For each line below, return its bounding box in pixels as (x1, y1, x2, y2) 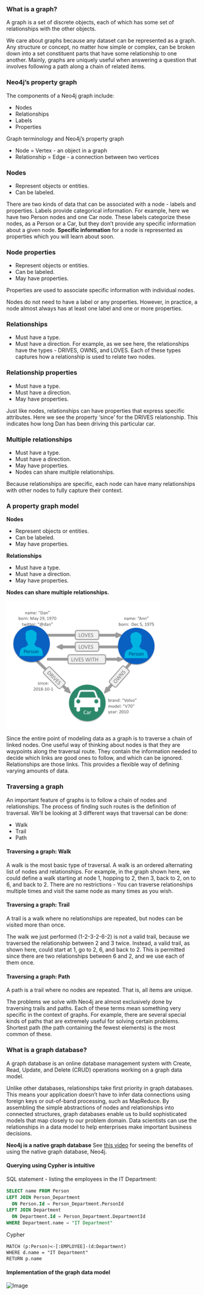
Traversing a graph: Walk (6, 848, 71, 855)
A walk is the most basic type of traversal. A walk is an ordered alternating (6, 861, 193, 869)
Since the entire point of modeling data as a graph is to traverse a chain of (6, 735, 192, 742)
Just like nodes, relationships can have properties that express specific (6, 407, 185, 414)
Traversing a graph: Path (6, 973, 71, 980)
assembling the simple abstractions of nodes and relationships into (6, 1104, 175, 1111)
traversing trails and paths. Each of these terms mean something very (6, 1005, 181, 1012)
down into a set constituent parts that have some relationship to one (6, 50, 177, 57)
